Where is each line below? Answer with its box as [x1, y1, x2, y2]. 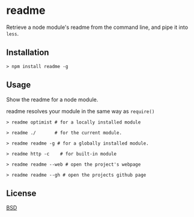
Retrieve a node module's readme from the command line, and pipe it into [6, 24, 188, 31]
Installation [6, 48, 49, 58]
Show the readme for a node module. [6, 96, 99, 103]
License [6, 188, 37, 198]
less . [6, 30, 19, 37]
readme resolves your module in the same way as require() [6, 107, 155, 115]
